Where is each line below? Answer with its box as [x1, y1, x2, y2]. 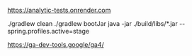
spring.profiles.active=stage [7, 27, 90, 35]
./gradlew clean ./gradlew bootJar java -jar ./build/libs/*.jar [7, 20, 179, 27]
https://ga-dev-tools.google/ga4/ [7, 41, 104, 48]
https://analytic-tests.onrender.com [7, 6, 111, 14]
